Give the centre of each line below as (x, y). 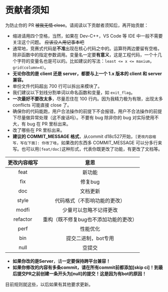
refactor (23, 219)
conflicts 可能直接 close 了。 (42, 105)
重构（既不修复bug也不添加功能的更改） (90, 219)
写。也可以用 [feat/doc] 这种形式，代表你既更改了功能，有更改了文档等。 (88, 149)
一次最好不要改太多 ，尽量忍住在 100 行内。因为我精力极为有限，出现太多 (88, 99)
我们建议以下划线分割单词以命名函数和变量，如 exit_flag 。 (74, 92)
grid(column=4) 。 (31, 67)
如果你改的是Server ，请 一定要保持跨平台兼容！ (61, 261)
